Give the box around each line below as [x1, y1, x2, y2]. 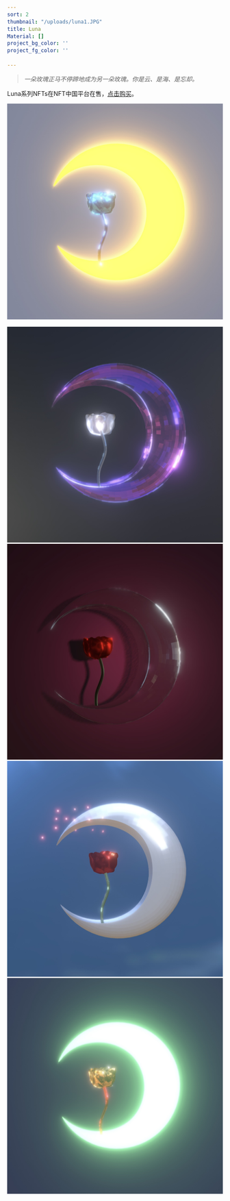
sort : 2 [7, 11, 29, 18]
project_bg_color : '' [7, 40, 69, 47]
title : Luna [7, 25, 41, 32]
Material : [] [7, 33, 44, 40]
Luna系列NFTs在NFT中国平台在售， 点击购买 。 [7, 89, 138, 97]
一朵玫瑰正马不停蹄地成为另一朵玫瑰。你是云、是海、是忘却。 [23, 75, 199, 83]
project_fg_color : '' [7, 47, 69, 54]
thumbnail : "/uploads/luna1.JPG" [7, 18, 103, 25]
